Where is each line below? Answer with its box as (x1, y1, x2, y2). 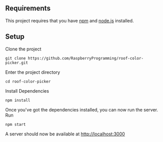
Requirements (5, 4, 51, 13)
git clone (5, 55, 26, 61)
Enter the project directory (5, 69, 60, 75)
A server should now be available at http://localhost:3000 (5, 131, 125, 137)
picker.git (5, 60, 28, 65)
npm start (5, 122, 26, 127)
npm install (5, 98, 30, 103)
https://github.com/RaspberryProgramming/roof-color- (27, 55, 144, 61)
